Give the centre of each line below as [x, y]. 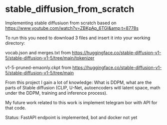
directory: [15, 43]
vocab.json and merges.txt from [38, 53]
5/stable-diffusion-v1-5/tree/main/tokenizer [50, 58]
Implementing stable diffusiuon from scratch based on [61, 23]
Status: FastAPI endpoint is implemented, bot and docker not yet [71, 117]
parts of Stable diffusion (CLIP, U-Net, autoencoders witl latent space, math [83, 87]
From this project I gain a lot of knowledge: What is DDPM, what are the [79, 82]
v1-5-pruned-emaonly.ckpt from [38, 67]
